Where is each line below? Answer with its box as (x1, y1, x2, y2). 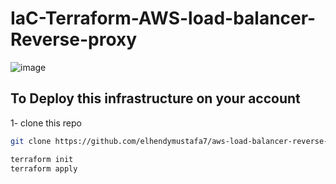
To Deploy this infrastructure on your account (10, 90, 301, 107)
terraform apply (10, 163, 78, 174)
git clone (10, 136, 52, 146)
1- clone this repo (10, 117, 82, 129)
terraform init (10, 154, 74, 164)
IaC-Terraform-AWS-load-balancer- (10, 7, 317, 30)
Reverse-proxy (10, 28, 138, 51)
